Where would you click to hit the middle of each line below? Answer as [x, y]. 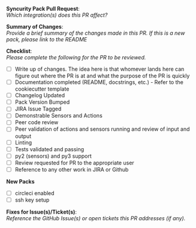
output [23, 136]
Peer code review [37, 122]
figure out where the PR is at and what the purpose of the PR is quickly [102, 76]
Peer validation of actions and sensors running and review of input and [102, 129]
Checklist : [19, 51]
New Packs [20, 181]
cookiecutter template [42, 89]
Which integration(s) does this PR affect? [57, 15]
